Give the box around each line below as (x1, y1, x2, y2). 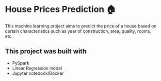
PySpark (12, 60, 30, 66)
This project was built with (5, 47, 87, 55)
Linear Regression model (12, 65, 62, 71)
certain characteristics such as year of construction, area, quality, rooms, (5, 28, 151, 34)
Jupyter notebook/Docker (12, 70, 64, 76)
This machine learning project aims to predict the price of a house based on (5, 23, 157, 29)
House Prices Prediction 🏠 (5, 4, 116, 15)
